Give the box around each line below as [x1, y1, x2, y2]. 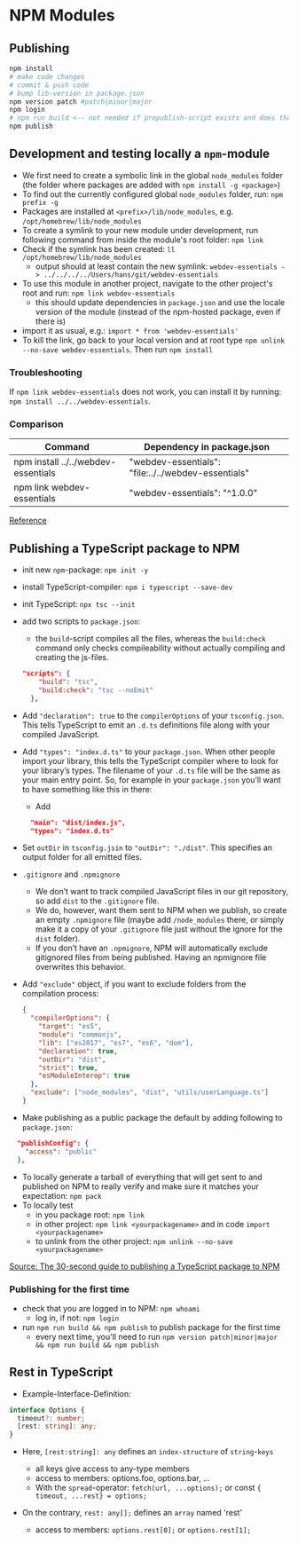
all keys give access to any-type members [35, 1463, 190, 1474]
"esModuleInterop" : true [38, 1071, 130, 1081]
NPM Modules [9, 5, 115, 26]
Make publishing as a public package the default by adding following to [21, 1112, 283, 1123]
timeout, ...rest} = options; [35, 1492, 148, 1501]
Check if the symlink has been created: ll [21, 243, 176, 254]
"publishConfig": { [17, 1138, 90, 1147]
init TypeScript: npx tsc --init [21, 599, 136, 610]
